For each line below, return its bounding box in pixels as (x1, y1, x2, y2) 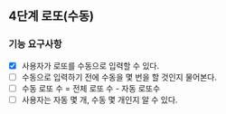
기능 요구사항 (8, 38, 62, 51)
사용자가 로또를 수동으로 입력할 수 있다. (21, 60, 160, 71)
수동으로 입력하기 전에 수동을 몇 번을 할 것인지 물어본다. (21, 71, 218, 82)
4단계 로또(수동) (8, 8, 94, 24)
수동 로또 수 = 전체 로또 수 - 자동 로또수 (21, 82, 161, 93)
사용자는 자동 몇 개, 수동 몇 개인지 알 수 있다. (21, 94, 178, 105)
